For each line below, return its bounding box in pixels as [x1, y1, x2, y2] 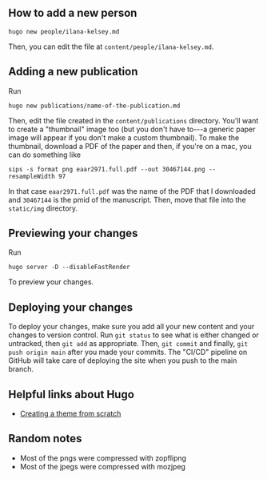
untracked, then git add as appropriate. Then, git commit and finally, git [8, 339, 249, 348]
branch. [8, 364, 34, 374]
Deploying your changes [8, 300, 133, 314]
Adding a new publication [8, 65, 138, 78]
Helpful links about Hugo [8, 388, 134, 401]
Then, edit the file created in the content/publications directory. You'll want [8, 115, 259, 125]
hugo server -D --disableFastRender [8, 264, 130, 272]
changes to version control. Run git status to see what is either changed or [8, 330, 260, 340]
